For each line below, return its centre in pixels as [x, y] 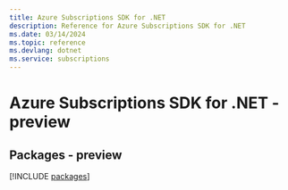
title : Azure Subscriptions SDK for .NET [88, 17]
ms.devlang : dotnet [46, 51]
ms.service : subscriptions [59, 59]
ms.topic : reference [48, 42]
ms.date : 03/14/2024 [48, 34]
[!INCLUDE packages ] [50, 176]
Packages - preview [66, 155]
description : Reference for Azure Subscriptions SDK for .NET [127, 26]
